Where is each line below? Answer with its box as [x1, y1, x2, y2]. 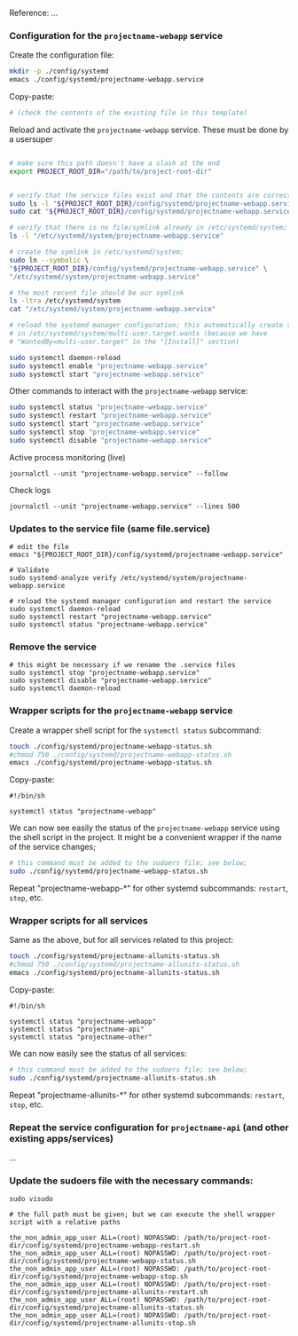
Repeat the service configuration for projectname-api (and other [9, 1121, 289, 1134]
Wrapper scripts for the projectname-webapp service [9, 704, 233, 717]
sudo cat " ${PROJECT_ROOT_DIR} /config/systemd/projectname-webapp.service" [9, 208, 295, 216]
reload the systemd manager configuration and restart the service [17, 597, 272, 606]
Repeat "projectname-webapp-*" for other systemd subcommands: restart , [9, 883, 289, 894]
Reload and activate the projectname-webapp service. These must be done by [9, 124, 289, 135]
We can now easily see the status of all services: [9, 1048, 188, 1058]
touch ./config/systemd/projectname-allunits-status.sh [9, 952, 220, 961]
